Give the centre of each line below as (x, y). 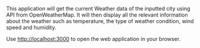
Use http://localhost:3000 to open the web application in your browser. (93, 39)
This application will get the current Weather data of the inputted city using (98, 9)
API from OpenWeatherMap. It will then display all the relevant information (97, 15)
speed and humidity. (31, 27)
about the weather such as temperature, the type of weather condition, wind (100, 21)
